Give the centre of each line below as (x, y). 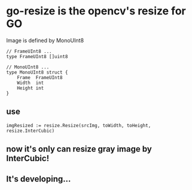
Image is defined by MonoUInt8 (45, 40)
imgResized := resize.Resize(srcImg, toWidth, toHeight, (79, 125)
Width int (31, 83)
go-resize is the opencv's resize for (96, 11)
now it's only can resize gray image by (79, 149)
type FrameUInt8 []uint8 (37, 56)
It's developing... (39, 179)
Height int (31, 88)
